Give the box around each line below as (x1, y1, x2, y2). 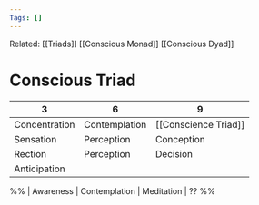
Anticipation (14, 162, 65, 175)
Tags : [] (9, 13, 43, 23)
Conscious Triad (9, 70, 136, 91)
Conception (155, 132, 206, 145)
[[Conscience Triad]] (155, 118, 245, 131)
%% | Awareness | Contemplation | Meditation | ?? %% (9, 185, 215, 196)
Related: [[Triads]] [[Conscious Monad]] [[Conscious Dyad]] (9, 38, 234, 49)
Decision (155, 147, 194, 160)
